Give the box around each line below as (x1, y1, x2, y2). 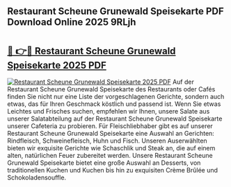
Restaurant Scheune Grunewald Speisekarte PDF (7, 6, 224, 17)
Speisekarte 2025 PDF (7, 59, 106, 71)
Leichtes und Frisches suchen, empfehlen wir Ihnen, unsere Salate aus (7, 107, 210, 115)
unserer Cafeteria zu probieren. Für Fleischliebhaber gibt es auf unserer (7, 122, 214, 130)
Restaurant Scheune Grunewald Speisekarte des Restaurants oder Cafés (7, 85, 216, 93)
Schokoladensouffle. (7, 173, 67, 181)
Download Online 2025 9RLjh (7, 17, 136, 28)
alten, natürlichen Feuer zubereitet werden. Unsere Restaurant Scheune (7, 152, 214, 159)
